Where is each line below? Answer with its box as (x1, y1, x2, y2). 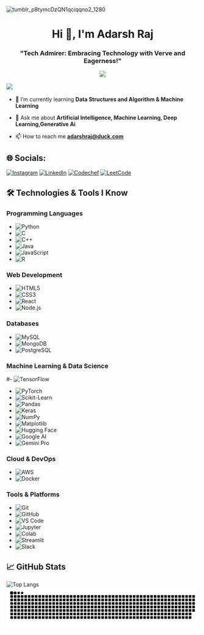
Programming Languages (6, 209, 84, 217)
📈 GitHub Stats (6, 562, 66, 572)
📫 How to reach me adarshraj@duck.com (15, 133, 124, 140)
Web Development (6, 270, 63, 279)
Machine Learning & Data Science (6, 362, 109, 370)
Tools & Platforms (6, 490, 60, 499)
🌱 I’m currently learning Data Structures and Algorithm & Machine (15, 95, 184, 103)
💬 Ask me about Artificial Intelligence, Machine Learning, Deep (15, 114, 177, 122)
